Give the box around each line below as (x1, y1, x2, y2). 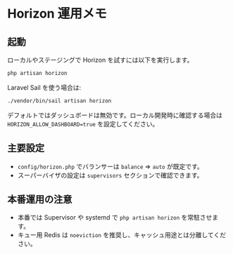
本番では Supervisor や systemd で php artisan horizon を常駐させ (17, 213, 213, 222)
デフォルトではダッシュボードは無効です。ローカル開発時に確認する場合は (7, 111, 223, 119)
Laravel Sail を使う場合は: (7, 83, 82, 91)
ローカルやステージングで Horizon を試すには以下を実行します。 (7, 56, 194, 64)
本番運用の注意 (7, 193, 73, 205)
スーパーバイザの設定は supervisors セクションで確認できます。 (17, 171, 203, 179)
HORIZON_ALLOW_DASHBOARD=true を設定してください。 (7, 119, 159, 128)
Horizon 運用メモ (7, 6, 107, 22)
